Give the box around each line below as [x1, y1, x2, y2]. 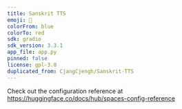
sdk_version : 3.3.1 [7, 42, 63, 49]
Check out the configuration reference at [7, 87, 123, 95]
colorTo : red [7, 29, 45, 37]
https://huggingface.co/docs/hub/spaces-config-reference [7, 94, 176, 102]
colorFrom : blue [7, 23, 54, 30]
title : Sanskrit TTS [7, 10, 67, 17]
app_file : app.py [7, 49, 57, 56]
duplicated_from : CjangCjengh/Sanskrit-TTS [7, 68, 134, 75]
